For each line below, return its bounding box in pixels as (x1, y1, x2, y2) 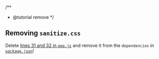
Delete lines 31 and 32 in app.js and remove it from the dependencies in (5, 42, 154, 48)
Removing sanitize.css (5, 29, 81, 38)
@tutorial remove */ (12, 14, 55, 20)
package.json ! (5, 48, 34, 54)
